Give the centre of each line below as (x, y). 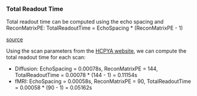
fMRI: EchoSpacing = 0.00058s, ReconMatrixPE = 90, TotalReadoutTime (103, 81)
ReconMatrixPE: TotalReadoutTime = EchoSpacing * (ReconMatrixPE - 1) (95, 28)
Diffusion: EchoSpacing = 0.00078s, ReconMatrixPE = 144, (86, 69)
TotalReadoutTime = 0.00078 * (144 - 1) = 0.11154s (76, 75)
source (15, 40)
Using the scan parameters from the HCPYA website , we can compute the (96, 51)
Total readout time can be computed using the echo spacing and (85, 22)
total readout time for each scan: (46, 57)
